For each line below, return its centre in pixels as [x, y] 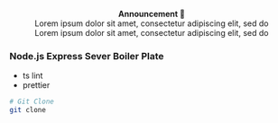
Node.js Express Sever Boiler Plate [87, 56]
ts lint [32, 75]
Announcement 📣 [152, 14]
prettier [36, 85]
